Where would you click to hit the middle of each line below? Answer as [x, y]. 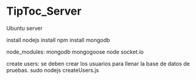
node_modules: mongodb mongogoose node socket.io [75, 52]
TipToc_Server [44, 11]
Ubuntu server [24, 28]
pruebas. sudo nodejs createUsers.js [53, 70]
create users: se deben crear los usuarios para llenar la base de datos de [98, 64]
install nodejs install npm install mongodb [58, 40]
